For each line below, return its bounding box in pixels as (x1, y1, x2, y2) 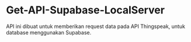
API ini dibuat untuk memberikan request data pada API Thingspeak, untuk (6, 23, 186, 30)
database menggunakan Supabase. (6, 29, 92, 36)
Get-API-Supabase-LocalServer (6, 3, 165, 17)
